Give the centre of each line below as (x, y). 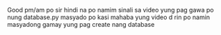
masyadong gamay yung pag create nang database (81, 24)
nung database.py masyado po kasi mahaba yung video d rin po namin (109, 17)
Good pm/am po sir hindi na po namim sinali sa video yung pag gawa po (110, 10)
